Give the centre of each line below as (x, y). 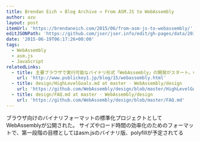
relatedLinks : (24, 67)
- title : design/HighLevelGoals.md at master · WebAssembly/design (97, 84)
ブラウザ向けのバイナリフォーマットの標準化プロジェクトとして (84, 118)
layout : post (22, 23)
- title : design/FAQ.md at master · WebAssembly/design (82, 94)
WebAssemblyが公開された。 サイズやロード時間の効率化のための (87, 125)
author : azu (21, 17)
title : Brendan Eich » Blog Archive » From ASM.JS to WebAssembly (90, 12)
